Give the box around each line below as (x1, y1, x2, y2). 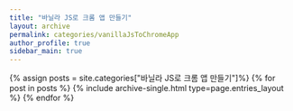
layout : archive (9, 22, 70, 31)
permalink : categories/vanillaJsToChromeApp (9, 30, 179, 39)
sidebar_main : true (9, 47, 83, 56)
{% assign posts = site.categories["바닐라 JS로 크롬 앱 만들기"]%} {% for (9, 73, 276, 84)
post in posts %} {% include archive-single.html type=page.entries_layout (9, 83, 284, 94)
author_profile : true (9, 38, 91, 48)
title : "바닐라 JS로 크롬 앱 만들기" (9, 13, 133, 23)
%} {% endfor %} (9, 92, 75, 104)
